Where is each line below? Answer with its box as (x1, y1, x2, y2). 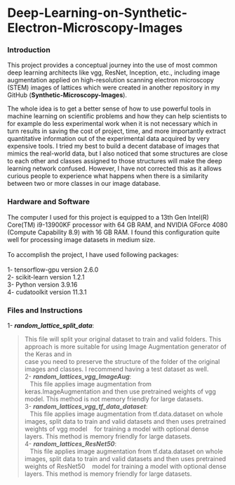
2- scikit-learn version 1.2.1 (7, 272, 85, 281)
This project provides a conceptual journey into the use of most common (7, 61, 217, 70)
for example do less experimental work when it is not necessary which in (7, 120, 217, 128)
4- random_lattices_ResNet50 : (24, 440, 117, 448)
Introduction (7, 45, 51, 55)
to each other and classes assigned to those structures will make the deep (7, 157, 222, 165)
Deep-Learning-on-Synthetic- (7, 5, 188, 21)
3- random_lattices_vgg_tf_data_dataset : (24, 403, 148, 411)
